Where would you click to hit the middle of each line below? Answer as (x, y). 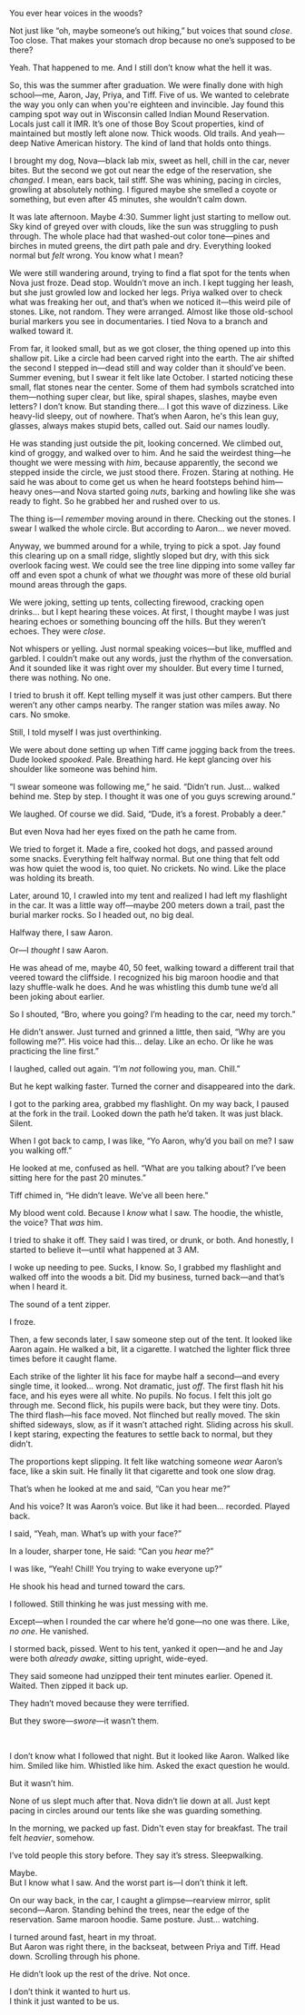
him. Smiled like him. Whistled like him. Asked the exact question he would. (150, 1766)
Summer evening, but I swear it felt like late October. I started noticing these (151, 377)
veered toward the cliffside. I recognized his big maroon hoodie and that (144, 977)
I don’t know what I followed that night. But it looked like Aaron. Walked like (149, 1756)
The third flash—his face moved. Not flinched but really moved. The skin (145, 1415)
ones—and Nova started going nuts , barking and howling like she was (165, 491)
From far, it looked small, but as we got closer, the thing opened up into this (150, 348)
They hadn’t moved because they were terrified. (99, 1703)
